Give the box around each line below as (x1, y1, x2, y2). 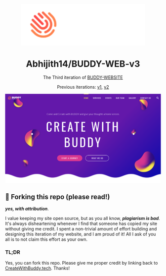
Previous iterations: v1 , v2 (56, 84, 110, 90)
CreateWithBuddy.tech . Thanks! (5, 265, 70, 271)
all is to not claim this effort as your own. (5, 236, 88, 242)
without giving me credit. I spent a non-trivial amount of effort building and (5, 226, 157, 232)
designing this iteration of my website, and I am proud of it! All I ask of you (5, 231, 156, 237)
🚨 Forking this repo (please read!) (5, 192, 110, 201)
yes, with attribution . (5, 206, 49, 212)
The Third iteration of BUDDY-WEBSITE (43, 74, 123, 80)
